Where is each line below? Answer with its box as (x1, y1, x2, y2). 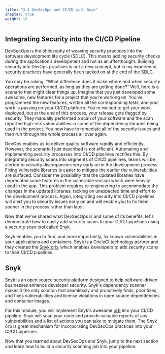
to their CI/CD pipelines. (5, 250, 54, 255)
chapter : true (5, 12, 34, 17)
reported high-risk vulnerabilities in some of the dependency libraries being (5, 121, 159, 127)
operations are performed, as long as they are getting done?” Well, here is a (5, 84, 159, 90)
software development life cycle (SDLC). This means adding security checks (5, 53, 161, 59)
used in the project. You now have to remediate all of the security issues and (5, 126, 161, 132)
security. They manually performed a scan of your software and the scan (5, 115, 154, 121)
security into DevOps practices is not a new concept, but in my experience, (5, 64, 158, 70)
